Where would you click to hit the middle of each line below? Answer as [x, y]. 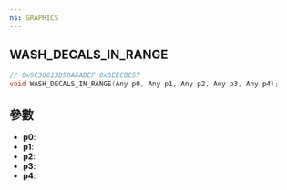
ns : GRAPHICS [34, 18]
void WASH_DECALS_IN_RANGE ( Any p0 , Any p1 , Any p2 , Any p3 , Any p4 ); [144, 84]
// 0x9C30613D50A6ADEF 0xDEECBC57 [75, 75]
